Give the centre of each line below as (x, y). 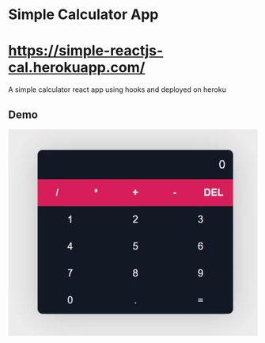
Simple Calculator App (83, 15)
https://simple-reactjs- (86, 51)
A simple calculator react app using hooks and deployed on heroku (117, 90)
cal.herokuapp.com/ (77, 68)
